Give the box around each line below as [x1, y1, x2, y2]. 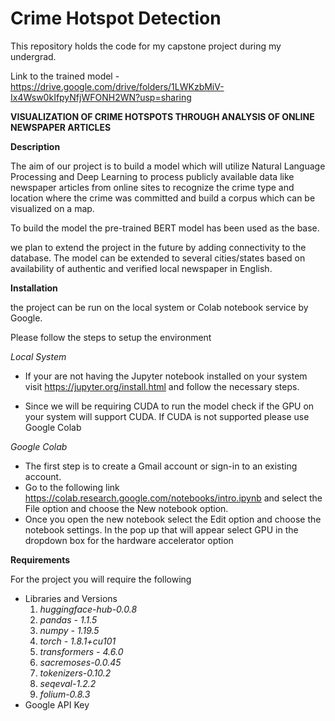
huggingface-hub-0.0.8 [39, 603, 138, 615]
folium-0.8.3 [39, 688, 91, 700]
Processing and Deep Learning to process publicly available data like [10, 170, 295, 182]
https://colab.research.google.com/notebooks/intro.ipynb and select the [24, 492, 323, 504]
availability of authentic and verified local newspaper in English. [10, 262, 273, 274]
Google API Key [24, 698, 90, 711]
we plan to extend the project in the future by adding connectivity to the [10, 241, 307, 253]
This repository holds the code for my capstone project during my [10, 40, 282, 52]
